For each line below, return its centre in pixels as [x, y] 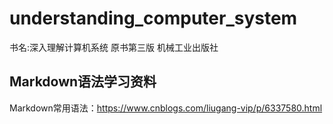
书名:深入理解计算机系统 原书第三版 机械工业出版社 [114, 47]
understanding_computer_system [153, 18]
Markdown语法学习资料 [83, 82]
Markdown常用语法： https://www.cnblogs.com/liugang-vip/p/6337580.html [166, 108]
